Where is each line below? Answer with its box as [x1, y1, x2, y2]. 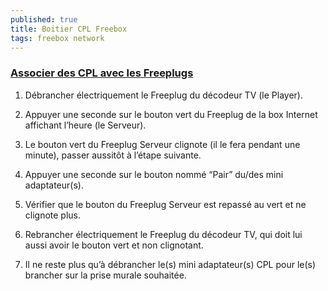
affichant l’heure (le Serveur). [24, 119, 147, 131]
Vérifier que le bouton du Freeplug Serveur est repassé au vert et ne [24, 198, 307, 210]
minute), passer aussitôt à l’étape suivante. [24, 149, 202, 161]
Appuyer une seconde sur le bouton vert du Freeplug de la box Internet [24, 108, 318, 120]
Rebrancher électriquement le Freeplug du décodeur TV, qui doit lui [24, 228, 303, 240]
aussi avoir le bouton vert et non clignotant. [24, 239, 204, 251]
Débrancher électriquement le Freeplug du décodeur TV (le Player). [24, 89, 303, 101]
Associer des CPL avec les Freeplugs [10, 66, 194, 80]
